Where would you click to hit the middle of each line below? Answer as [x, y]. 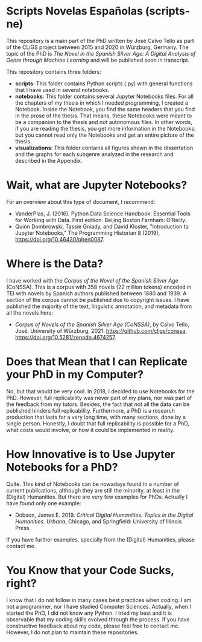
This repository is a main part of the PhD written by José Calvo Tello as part [100, 41]
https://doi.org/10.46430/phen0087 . [60, 239]
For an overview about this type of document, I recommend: [81, 201]
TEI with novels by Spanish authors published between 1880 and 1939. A [96, 293]
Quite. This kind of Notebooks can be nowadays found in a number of [93, 484]
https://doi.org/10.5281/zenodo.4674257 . [65, 337]
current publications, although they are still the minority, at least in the [93, 490]
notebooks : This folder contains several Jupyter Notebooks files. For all [104, 96]
